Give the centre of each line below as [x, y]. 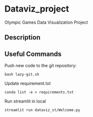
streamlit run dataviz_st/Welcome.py [42, 110]
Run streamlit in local [25, 101]
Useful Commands [33, 54]
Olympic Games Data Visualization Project [46, 22]
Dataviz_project [37, 9]
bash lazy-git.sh [22, 74]
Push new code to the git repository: [40, 66]
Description [22, 37]
